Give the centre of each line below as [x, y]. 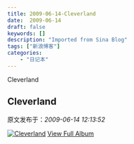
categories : [25, 53]
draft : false [26, 27]
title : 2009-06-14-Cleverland [52, 14]
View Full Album [71, 133]
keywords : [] [26, 33]
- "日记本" [34, 60]
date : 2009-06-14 [34, 20]
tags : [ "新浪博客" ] [34, 46]
